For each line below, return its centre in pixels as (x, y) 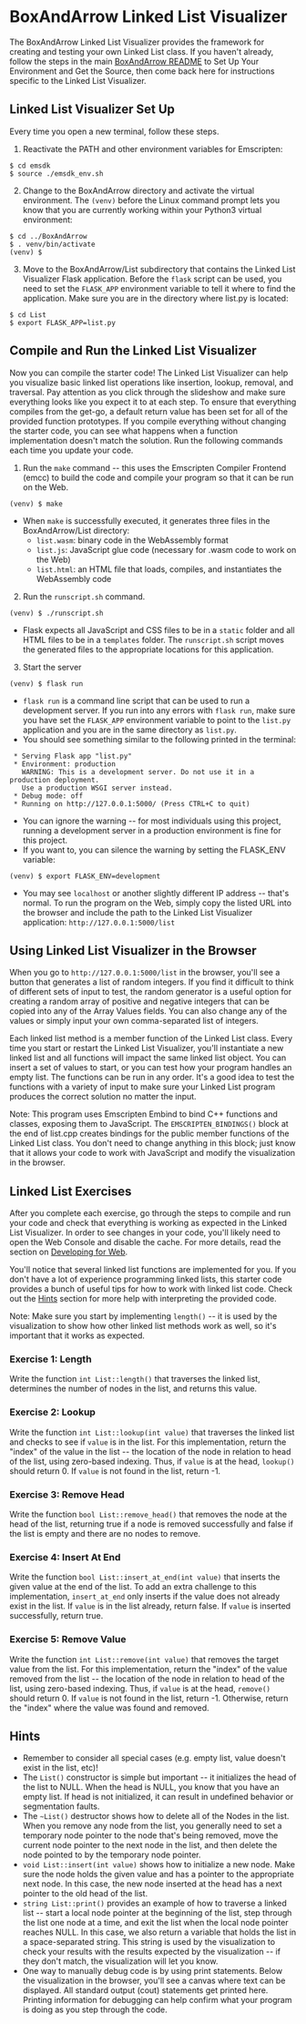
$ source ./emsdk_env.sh (56, 174)
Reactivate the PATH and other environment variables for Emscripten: (153, 148)
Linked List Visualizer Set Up (92, 110)
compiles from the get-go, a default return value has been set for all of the (149, 411)
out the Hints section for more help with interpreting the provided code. (143, 1299)
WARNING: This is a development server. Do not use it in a (138, 772)
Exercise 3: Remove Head (67, 1494)
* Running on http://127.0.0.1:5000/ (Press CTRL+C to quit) (132, 803)
